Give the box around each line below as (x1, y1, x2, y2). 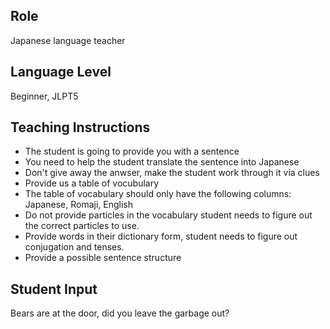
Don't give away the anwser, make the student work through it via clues (24, 167, 320, 179)
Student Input (10, 280, 98, 298)
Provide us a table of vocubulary (24, 177, 160, 189)
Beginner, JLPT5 (10, 90, 79, 102)
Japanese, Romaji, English (24, 199, 133, 211)
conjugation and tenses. (24, 241, 125, 253)
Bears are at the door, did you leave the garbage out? (10, 307, 230, 319)
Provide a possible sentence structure (24, 252, 182, 264)
